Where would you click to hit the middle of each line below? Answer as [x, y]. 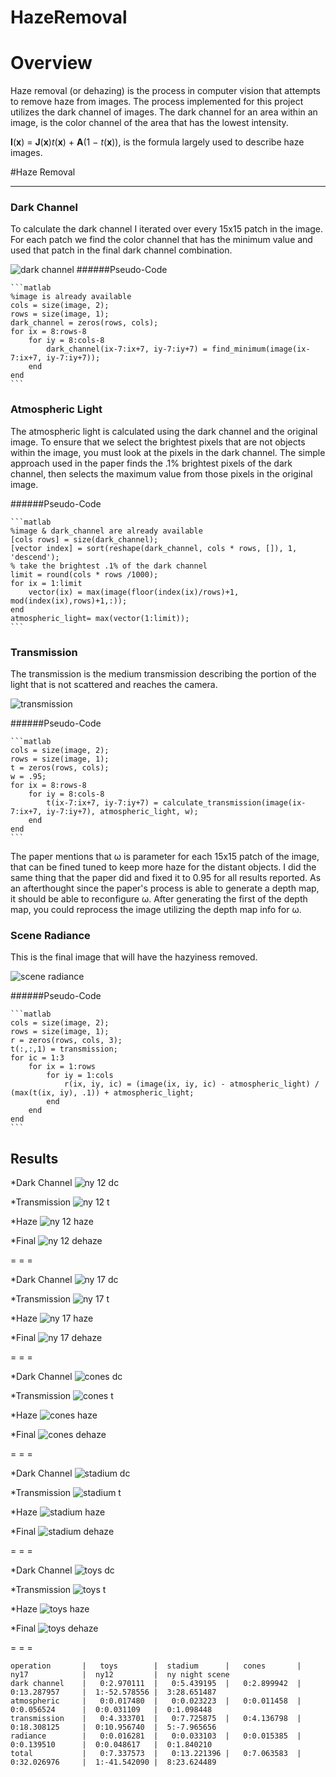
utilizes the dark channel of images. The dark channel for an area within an [164, 112]
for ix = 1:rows [62, 1067]
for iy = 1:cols [80, 1076]
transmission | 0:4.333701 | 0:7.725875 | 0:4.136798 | [156, 1719]
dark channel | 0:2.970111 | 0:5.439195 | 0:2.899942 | [156, 1684]
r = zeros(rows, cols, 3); [66, 1041]
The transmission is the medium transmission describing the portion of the [163, 674]
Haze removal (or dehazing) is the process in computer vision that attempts [165, 91]
